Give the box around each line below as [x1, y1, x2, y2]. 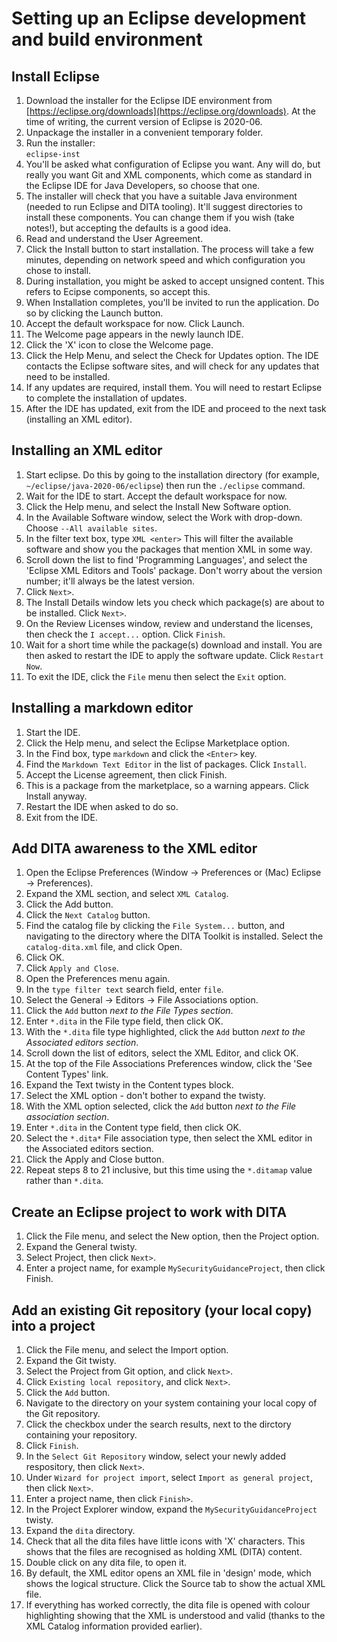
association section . [25, 1111, 110, 1123]
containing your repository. [25, 1429, 138, 1441]
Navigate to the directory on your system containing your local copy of [25, 1397, 318, 1409]
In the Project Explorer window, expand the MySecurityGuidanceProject [25, 1503, 318, 1516]
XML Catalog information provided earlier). [25, 1620, 203, 1632]
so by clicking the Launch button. [25, 307, 164, 319]
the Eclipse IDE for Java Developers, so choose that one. [25, 180, 261, 191]
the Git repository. [25, 1408, 101, 1420]
